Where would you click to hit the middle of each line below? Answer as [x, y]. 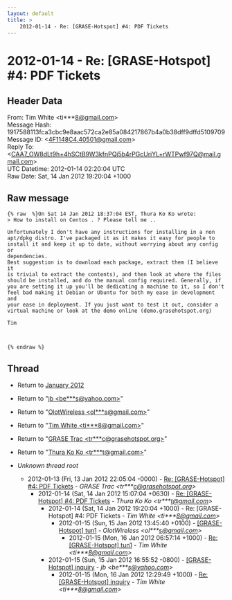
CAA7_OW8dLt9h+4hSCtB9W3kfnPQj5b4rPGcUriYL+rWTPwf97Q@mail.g [116, 154]
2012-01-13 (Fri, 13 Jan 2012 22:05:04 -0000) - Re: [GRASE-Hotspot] [126, 479]
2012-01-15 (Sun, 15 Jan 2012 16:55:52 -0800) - [116, 560]
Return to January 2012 [51, 385]
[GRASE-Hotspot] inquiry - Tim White [112, 582]
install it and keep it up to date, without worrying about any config [113, 244]
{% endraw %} [26, 347]
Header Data [35, 101]
